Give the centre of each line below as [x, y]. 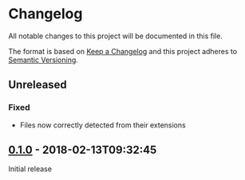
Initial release [30, 169]
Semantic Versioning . [43, 60]
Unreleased [38, 85]
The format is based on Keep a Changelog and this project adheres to [123, 51]
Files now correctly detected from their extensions [103, 125]
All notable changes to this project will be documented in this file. [116, 36]
